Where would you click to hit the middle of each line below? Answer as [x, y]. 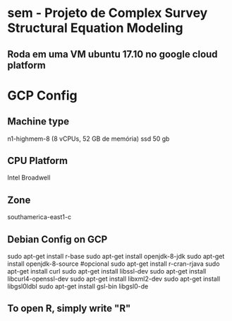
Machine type [38, 122]
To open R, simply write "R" [69, 309]
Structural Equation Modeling [95, 28]
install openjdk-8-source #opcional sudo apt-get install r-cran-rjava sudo [114, 264]
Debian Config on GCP [57, 239]
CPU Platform [38, 160]
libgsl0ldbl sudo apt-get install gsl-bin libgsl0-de [78, 286]
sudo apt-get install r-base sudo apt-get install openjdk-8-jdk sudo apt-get [116, 257]
